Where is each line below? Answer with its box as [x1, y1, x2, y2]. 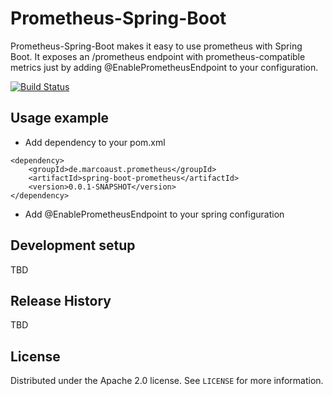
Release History [10, 292, 112, 309]
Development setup [10, 237, 136, 254]
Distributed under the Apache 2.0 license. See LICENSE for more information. [10, 375, 324, 387]
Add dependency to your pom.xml [24, 136, 166, 148]
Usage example [10, 110, 110, 127]
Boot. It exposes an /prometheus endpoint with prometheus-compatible [10, 50, 306, 62]
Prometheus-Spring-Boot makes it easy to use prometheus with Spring [10, 40, 303, 52]
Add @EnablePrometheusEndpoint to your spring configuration [24, 208, 285, 220]
